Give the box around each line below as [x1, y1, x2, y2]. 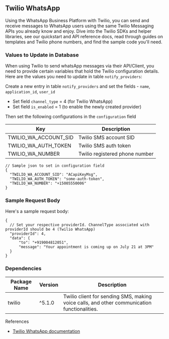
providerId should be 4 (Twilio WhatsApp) [5, 227, 96, 232]
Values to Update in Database [5, 51, 79, 58]
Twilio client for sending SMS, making [63, 293, 152, 300]
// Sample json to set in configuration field [5, 163, 105, 168]
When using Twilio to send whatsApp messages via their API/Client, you [5, 63, 154, 69]
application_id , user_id [5, 89, 55, 95]
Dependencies [5, 265, 42, 272]
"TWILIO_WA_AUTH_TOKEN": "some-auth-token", [10, 176, 105, 182]
